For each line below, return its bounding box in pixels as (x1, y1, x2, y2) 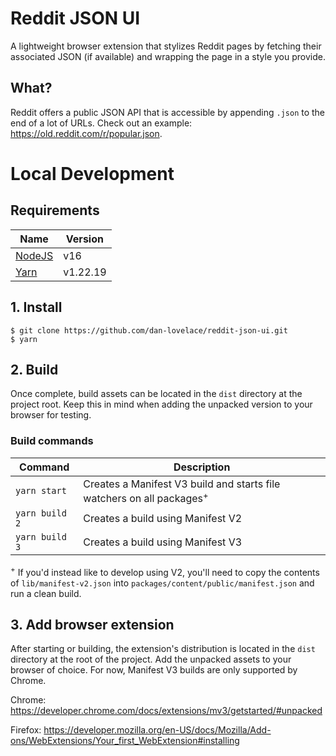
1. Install (10, 299, 63, 316)
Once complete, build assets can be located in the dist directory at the (10, 388, 303, 400)
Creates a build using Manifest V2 (83, 512, 243, 525)
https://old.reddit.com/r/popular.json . (10, 127, 163, 139)
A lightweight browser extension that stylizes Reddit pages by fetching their (10, 40, 322, 52)
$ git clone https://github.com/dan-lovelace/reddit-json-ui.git (10, 325, 288, 336)
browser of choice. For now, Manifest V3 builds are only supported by (10, 664, 298, 676)
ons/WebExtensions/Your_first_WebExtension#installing (10, 735, 240, 747)
